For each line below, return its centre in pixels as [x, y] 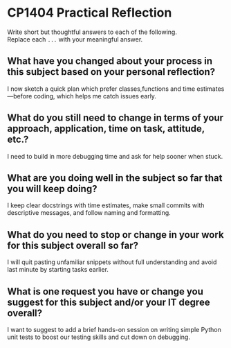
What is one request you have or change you [105, 292]
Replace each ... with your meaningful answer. [75, 39]
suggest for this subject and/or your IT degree [109, 302]
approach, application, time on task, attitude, [106, 129]
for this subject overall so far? [73, 245]
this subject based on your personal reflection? [111, 72]
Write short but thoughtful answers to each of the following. [92, 32]
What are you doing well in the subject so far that [115, 178]
